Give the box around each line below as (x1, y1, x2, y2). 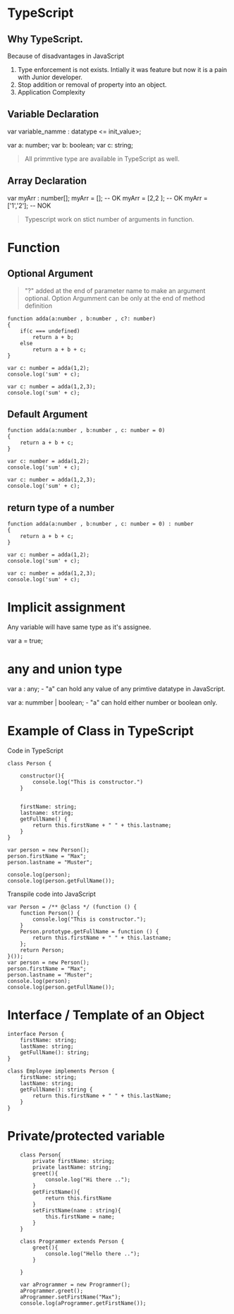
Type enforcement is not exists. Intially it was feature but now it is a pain (17, 66, 228, 73)
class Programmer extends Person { (20, 1238, 125, 1245)
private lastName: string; (32, 1164, 112, 1171)
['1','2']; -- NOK (7, 201, 51, 210)
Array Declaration (7, 175, 87, 187)
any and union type (7, 662, 123, 677)
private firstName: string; (32, 1157, 115, 1164)
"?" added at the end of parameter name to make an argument (24, 286, 206, 294)
